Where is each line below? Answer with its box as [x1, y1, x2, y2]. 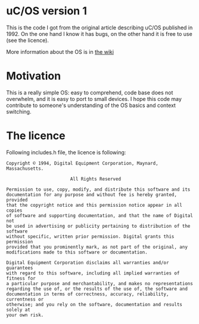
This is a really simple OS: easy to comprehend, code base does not [6, 88, 173, 96]
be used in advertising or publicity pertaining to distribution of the [6, 223, 191, 229]
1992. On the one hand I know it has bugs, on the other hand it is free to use [6, 30, 192, 37]
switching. [6, 108, 32, 115]
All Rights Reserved [70, 176, 121, 182]
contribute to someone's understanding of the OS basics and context [6, 102, 176, 109]
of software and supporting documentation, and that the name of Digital [6, 212, 194, 219]
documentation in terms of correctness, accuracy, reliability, [6, 291, 169, 297]
